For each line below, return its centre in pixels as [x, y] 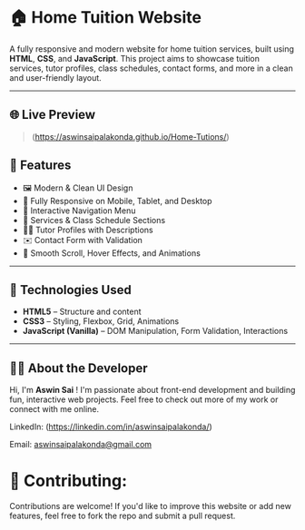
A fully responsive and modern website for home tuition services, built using [152, 49]
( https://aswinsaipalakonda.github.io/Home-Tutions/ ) [130, 136]
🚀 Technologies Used [70, 290]
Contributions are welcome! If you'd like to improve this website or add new [151, 506]
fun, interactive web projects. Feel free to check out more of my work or [144, 399]
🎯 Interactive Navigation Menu [79, 211]
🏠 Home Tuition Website [106, 18]
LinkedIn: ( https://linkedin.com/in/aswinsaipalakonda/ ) [111, 427]
